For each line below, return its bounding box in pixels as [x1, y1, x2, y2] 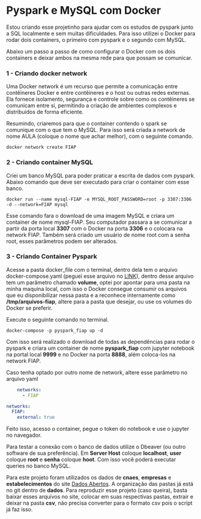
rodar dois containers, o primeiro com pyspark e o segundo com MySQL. [6, 36, 187, 43]
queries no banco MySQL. [6, 463, 71, 470]
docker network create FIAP [6, 145, 77, 151]
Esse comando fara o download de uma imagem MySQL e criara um [6, 212, 175, 219]
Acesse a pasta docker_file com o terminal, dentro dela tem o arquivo [6, 266, 178, 273]
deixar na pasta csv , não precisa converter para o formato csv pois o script [6, 499, 193, 507]
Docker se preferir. [6, 304, 53, 311]
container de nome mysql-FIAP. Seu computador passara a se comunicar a [6, 218, 192, 226]
